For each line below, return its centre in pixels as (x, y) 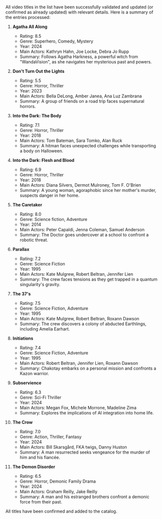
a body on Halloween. (41, 151)
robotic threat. (34, 240)
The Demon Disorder (34, 467)
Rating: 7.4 (30, 348)
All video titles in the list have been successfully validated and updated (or (80, 7)
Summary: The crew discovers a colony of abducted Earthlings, (83, 324)
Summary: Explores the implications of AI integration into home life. (87, 413)
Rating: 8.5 (30, 36)
